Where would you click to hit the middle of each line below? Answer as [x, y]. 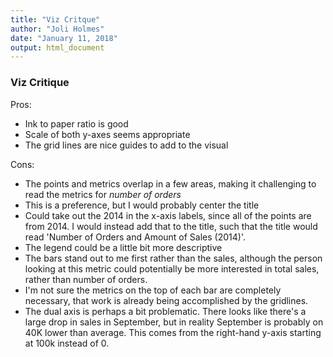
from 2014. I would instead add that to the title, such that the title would [171, 226]
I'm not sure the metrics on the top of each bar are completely [153, 290]
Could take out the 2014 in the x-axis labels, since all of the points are [168, 215]
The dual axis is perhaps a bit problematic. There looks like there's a [165, 311]
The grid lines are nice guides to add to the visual [126, 145]
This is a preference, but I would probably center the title [142, 205]
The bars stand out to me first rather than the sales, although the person [173, 258]
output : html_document [57, 47]
